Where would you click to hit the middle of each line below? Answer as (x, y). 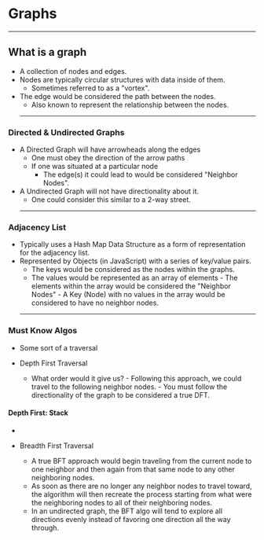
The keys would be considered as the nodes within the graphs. (133, 270)
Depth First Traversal (53, 363)
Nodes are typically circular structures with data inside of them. (122, 79)
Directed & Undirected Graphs (66, 132)
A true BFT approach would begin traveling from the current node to (141, 461)
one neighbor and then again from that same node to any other (133, 469)
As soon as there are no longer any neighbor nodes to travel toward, (142, 486)
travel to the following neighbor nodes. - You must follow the (129, 387)
